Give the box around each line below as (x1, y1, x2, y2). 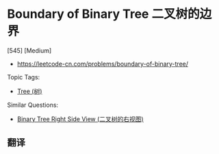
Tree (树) (16, 87, 42, 95)
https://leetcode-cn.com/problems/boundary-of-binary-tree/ (16, 60, 189, 68)
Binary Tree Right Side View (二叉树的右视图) (16, 114, 144, 123)
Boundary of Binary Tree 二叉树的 (7, 6, 200, 22)
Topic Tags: (7, 73, 40, 81)
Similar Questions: (7, 101, 59, 109)
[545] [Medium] (7, 46, 52, 55)
